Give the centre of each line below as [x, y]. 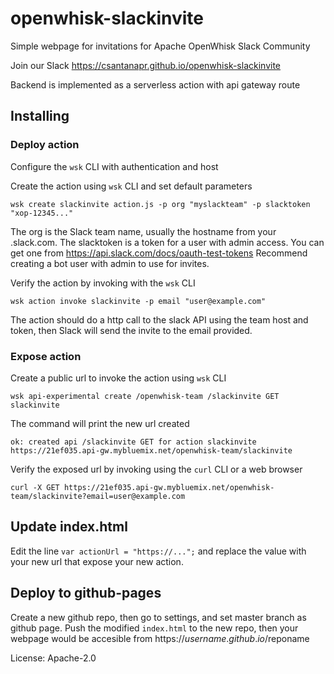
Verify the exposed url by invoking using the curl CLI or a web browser [156, 469]
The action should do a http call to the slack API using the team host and [159, 319]
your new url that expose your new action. [97, 561]
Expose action [46, 356]
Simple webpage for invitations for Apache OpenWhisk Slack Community [160, 46]
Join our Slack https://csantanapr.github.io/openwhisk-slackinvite [146, 65]
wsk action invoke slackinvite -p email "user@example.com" [138, 301]
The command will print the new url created [100, 423]
